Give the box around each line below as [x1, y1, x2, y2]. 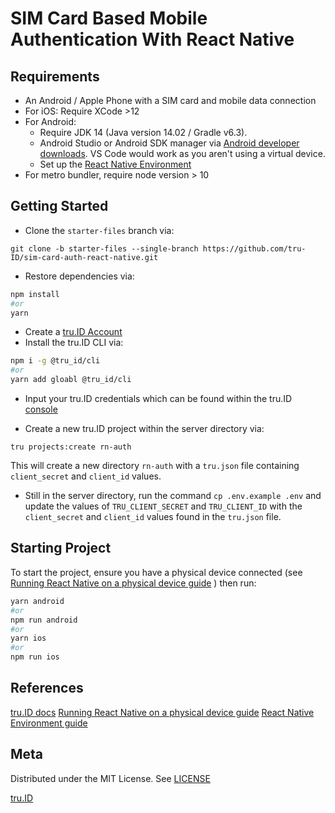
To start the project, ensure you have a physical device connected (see [10, 566, 303, 578]
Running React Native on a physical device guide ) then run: [10, 577, 257, 589]
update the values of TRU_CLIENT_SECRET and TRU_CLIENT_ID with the [24, 500, 303, 512]
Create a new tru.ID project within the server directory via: [24, 423, 265, 435]
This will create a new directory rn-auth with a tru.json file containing [10, 460, 300, 472]
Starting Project [10, 540, 112, 557]
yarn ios [10, 633, 47, 644]
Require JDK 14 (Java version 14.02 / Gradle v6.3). [39, 127, 248, 138]
